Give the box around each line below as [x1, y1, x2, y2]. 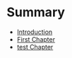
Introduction [16, 28, 53, 36]
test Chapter [16, 42, 54, 51]
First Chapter [16, 35, 56, 43]
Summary [6, 4, 65, 21]
